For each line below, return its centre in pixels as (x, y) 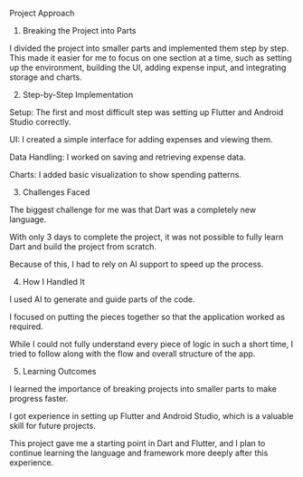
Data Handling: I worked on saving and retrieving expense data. (128, 157)
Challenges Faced (56, 192)
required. (26, 326)
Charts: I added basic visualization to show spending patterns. (126, 175)
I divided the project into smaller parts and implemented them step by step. (149, 48)
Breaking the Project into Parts (79, 30)
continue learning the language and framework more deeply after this (139, 453)
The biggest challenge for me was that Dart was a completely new (133, 209)
